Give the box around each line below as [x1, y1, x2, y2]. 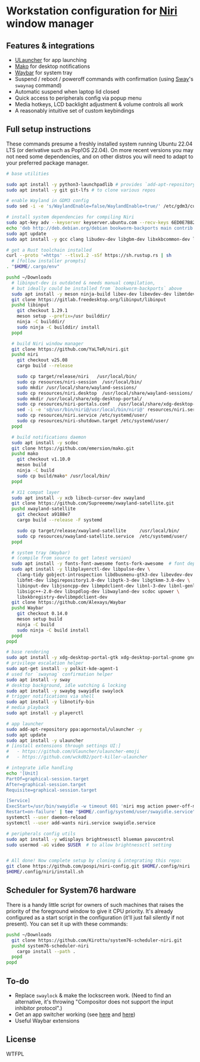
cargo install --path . [17, 948, 76, 955]
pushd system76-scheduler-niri [11, 943, 89, 949]
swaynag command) [14, 82, 62, 89]
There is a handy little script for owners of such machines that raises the [6, 901, 184, 908]
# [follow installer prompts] [11, 258, 86, 264]
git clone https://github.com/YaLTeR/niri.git [11, 346, 129, 352]
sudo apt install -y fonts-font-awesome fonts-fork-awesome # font [11, 561, 185, 567]
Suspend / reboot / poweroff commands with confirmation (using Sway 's [14, 76, 193, 82]
